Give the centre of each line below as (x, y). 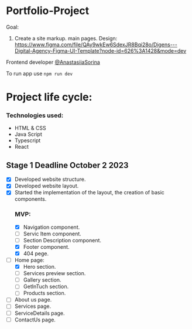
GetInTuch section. (46, 287)
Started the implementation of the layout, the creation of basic (90, 193)
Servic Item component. (52, 234)
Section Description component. (62, 240)
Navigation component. (52, 227)
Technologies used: (35, 115)
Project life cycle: (49, 97)
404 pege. (36, 253)
